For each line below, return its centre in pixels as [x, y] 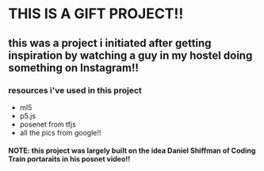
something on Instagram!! [73, 68]
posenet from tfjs [48, 124]
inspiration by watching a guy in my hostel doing [130, 55]
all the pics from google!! [60, 132]
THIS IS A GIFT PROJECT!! [96, 14]
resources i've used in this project [75, 90]
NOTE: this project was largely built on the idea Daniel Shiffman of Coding [132, 150]
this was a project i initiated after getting [110, 43]
